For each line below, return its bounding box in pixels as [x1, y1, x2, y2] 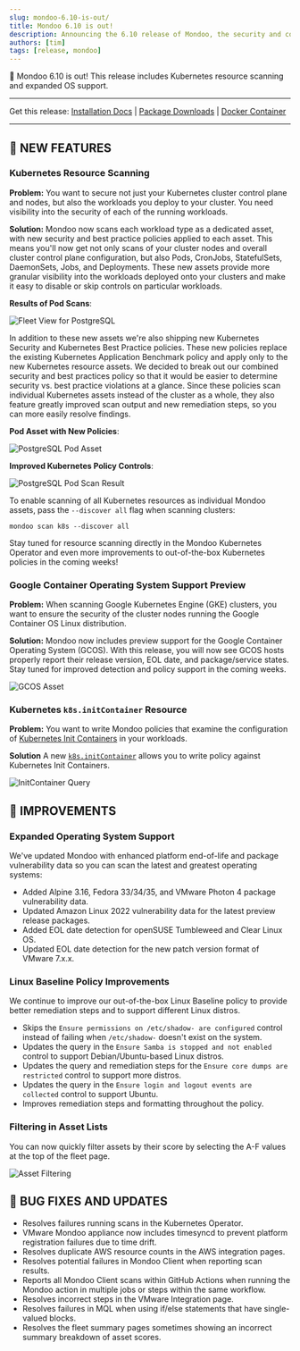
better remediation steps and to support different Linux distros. [9, 1005, 241, 1016]
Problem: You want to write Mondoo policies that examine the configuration [9, 724, 288, 734]
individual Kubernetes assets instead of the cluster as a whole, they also [9, 390, 275, 400]
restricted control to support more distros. [21, 1070, 181, 1081]
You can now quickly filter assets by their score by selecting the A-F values [9, 1141, 287, 1152]
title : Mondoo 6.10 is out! [9, 21, 114, 30]
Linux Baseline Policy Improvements [9, 976, 170, 988]
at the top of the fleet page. [9, 1150, 110, 1162]
